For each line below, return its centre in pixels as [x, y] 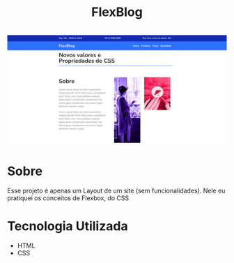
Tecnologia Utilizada [68, 226]
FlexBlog [117, 12]
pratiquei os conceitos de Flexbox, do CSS [68, 198]
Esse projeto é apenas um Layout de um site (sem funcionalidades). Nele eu [116, 190]
